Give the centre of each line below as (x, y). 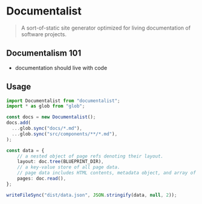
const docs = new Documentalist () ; (51, 117)
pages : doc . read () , (42, 179)
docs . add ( (19, 123)
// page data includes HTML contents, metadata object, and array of (107, 173)
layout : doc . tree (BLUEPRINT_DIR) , (60, 162)
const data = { (25, 150)
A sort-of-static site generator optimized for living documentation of (106, 28)
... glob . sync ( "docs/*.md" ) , (47, 129)
